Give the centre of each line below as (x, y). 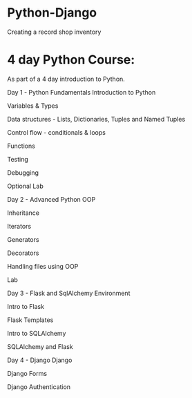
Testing (18, 159)
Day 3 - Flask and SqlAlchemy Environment (69, 293)
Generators (23, 239)
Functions (21, 146)
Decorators (23, 253)
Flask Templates (30, 320)
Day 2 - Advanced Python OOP (51, 199)
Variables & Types (33, 106)
